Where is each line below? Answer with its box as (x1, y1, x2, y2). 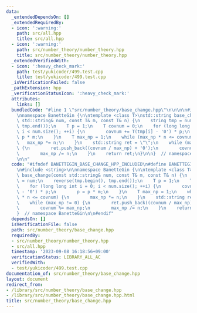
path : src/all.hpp (16, 31, 62, 36)
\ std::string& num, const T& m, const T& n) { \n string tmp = (16, 118, 182, 124)
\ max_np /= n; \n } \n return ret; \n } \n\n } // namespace (16, 150, 193, 156)
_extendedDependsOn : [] (11, 14, 69, 20)
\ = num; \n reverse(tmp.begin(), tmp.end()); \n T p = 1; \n (16, 178, 180, 184)
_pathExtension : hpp (11, 85, 62, 91)
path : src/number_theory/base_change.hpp (11, 227, 114, 233)
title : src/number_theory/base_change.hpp (6, 298, 111, 304)
